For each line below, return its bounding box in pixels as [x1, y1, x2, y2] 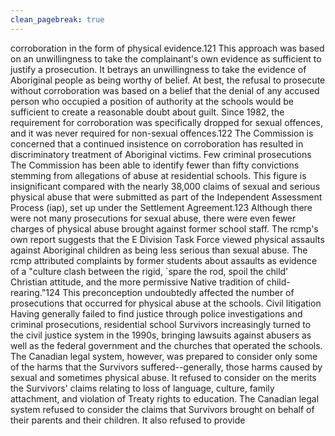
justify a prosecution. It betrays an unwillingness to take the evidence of [10, 63, 307, 75]
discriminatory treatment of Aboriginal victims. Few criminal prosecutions [10, 148, 312, 160]
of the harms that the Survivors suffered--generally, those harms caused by [10, 361, 323, 373]
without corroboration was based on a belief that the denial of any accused [10, 84, 320, 96]
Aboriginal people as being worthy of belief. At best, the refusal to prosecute [10, 74, 326, 86]
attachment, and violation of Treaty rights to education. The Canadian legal [10, 392, 320, 405]
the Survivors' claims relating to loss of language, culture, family [10, 382, 275, 394]
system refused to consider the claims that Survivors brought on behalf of [10, 403, 315, 415]
